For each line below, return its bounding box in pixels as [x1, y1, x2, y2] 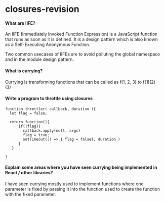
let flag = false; [9, 110, 48, 116]
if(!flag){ [18, 124, 41, 129]
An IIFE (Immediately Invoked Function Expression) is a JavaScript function [5, 31, 158, 37]
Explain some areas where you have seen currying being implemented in [5, 164, 157, 170]
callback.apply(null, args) [23, 128, 81, 133]
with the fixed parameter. [5, 192, 56, 197]
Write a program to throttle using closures [5, 96, 93, 101]
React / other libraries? [5, 170, 53, 176]
